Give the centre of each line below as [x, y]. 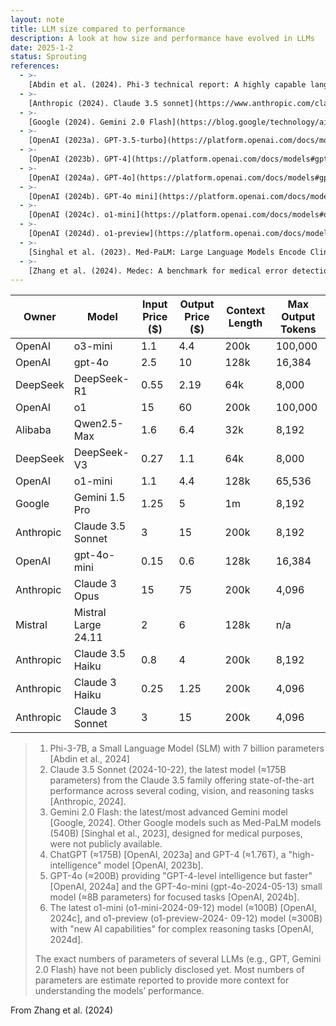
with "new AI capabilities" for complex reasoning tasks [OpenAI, [182, 929]
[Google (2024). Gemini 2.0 [86, 122]
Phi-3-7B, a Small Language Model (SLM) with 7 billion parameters [187, 748]
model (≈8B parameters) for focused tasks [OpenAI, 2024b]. [174, 897]
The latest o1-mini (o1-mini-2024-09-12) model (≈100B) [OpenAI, [183, 908]
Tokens [298, 329]
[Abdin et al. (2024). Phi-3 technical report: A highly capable [167, 85]
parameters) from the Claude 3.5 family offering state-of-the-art [182, 780]
